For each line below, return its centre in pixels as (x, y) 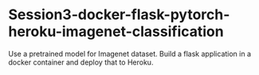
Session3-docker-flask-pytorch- (119, 15)
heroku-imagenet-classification (116, 32)
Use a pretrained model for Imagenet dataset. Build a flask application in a (130, 53)
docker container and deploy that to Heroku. (81, 62)
